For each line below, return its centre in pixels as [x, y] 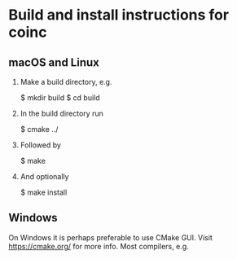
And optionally [44, 176]
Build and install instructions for [119, 15]
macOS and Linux [54, 62]
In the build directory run [61, 113]
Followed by [40, 145]
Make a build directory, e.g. [66, 82]
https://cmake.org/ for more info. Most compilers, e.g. [99, 246]
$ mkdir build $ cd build [60, 98]
